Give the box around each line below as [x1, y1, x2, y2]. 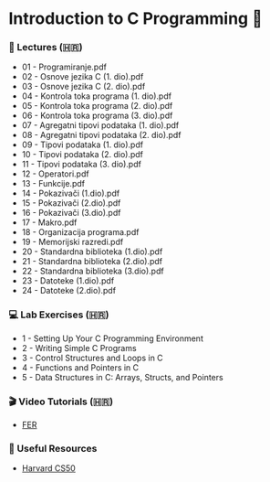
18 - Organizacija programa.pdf [21, 227, 140, 238]
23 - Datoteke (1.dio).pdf [21, 275, 115, 286]
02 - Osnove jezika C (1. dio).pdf [21, 71, 144, 82]
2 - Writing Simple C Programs [21, 342, 138, 353]
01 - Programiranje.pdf [21, 61, 107, 72]
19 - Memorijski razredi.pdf [21, 237, 124, 248]
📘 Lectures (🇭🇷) [8, 41, 83, 54]
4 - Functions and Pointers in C [21, 361, 140, 373]
